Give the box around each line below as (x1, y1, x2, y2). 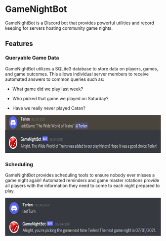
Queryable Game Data (5, 55, 59, 61)
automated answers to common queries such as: (5, 76, 105, 82)
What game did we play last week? (12, 86, 83, 92)
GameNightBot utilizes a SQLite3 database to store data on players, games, (5, 65, 159, 71)
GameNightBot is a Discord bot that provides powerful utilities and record (5, 20, 154, 26)
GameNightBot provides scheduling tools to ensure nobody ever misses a (5, 172, 155, 178)
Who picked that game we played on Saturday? (12, 95, 109, 101)
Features (5, 40, 33, 48)
